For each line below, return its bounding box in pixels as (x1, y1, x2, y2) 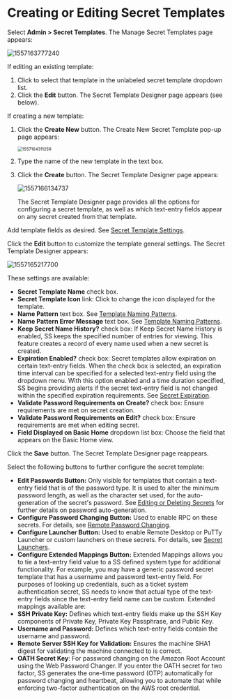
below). (17, 98, 40, 106)
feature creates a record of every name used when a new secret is (17, 339, 209, 347)
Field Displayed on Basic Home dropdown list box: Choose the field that (17, 428, 225, 437)
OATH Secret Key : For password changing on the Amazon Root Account (17, 654, 225, 662)
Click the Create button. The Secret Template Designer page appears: (17, 170, 219, 179)
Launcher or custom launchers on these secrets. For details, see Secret (17, 535, 223, 543)
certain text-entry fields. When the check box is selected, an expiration (17, 361, 222, 370)
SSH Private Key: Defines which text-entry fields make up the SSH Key (17, 609, 222, 618)
